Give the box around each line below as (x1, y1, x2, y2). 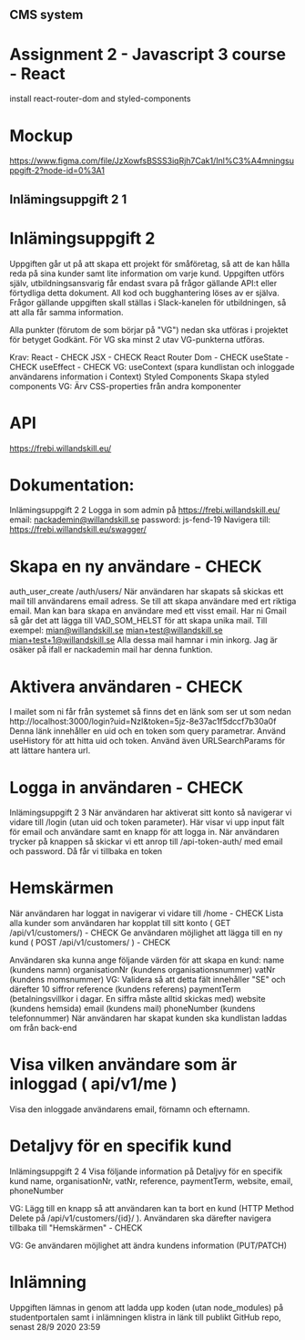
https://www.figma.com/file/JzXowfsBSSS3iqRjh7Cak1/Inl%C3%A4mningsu (9, 155, 294, 167)
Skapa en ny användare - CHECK (9, 556, 262, 577)
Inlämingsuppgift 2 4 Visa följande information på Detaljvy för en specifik (9, 1166, 283, 1177)
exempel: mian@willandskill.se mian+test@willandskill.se (9, 624, 223, 636)
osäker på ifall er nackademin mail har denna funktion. (9, 644, 213, 655)
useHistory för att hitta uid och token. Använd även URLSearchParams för (9, 736, 286, 747)
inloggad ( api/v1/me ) (9, 1074, 178, 1095)
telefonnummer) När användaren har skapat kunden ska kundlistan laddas (9, 1013, 288, 1024)
